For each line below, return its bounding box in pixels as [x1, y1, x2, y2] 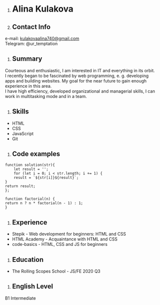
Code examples [12, 150, 60, 158]
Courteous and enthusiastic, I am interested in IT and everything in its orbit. [5, 67, 155, 73]
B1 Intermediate [5, 295, 36, 301]
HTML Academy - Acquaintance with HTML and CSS [12, 236, 117, 242]
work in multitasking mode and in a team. [5, 93, 87, 99]
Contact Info [12, 23, 51, 31]
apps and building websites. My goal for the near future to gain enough [5, 78, 147, 83]
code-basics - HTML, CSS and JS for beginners [12, 241, 108, 247]
